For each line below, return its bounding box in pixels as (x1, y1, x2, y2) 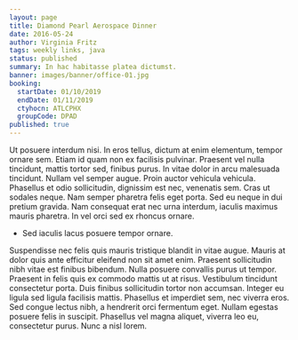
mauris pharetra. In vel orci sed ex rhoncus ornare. (9, 210, 195, 221)
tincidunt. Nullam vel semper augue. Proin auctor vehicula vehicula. (9, 173, 256, 183)
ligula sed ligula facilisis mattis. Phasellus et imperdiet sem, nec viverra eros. (9, 292, 290, 303)
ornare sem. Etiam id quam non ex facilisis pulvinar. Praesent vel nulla (9, 154, 265, 164)
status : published (9, 54, 77, 63)
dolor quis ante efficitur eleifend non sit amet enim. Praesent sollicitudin (9, 255, 272, 265)
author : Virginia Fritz (9, 37, 98, 47)
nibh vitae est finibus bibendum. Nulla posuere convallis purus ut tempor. (9, 264, 278, 274)
